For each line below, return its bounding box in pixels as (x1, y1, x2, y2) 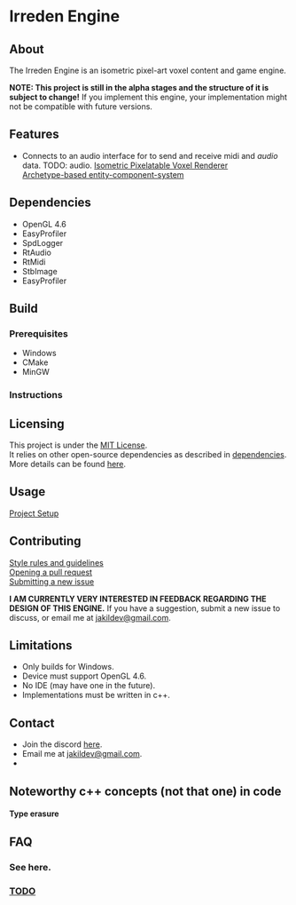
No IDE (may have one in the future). (21, 680, 156, 691)
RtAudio (21, 247, 51, 258)
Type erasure (9, 808, 59, 819)
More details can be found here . (9, 459, 127, 470)
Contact (9, 715, 55, 730)
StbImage (21, 266, 58, 276)
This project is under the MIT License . (9, 440, 148, 450)
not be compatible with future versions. (9, 101, 153, 112)
